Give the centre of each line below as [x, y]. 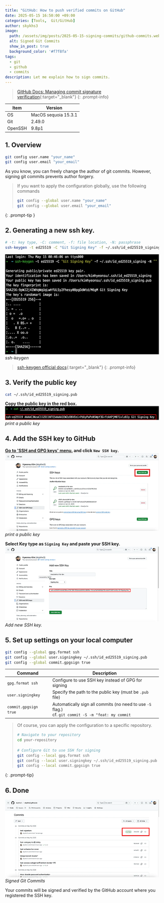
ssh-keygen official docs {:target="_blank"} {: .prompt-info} [76, 367]
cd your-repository [37, 740]
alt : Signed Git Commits [35, 41]
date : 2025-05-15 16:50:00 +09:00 [40, 15]
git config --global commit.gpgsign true [48, 662]
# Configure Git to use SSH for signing [59, 750]
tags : [10, 57]
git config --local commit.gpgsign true [59, 766]
